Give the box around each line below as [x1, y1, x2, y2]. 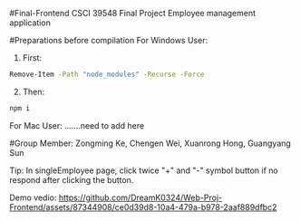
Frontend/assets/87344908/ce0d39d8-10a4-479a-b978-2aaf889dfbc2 [9, 201, 277, 212]
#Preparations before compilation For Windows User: [9, 35, 208, 45]
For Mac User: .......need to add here [9, 120, 145, 130]
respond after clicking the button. [9, 174, 134, 185]
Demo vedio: [9, 192, 57, 203]
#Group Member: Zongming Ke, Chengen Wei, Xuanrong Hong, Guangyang [9, 138, 292, 149]
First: [22, 53, 43, 62]
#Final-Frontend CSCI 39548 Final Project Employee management [9, 8, 256, 18]
